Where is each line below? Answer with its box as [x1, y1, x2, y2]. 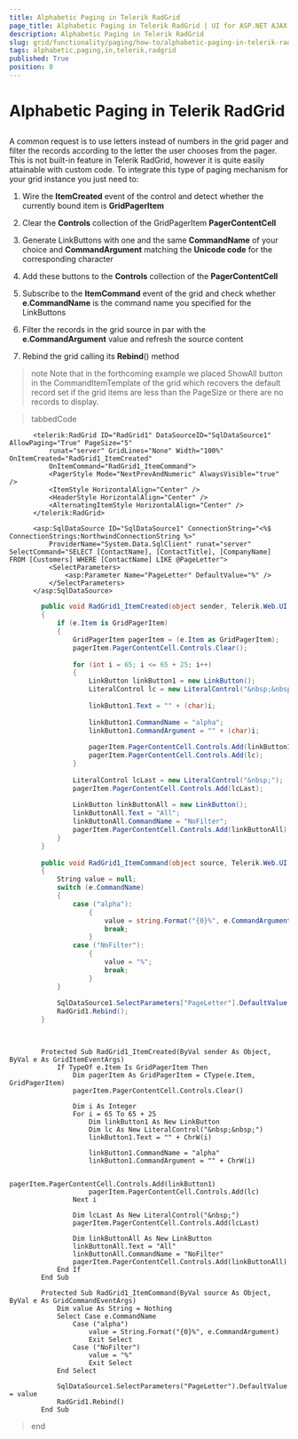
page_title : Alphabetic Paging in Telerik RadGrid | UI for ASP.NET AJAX [9, 21, 288, 30]
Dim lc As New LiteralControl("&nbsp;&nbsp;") [88, 1125, 264, 1134]
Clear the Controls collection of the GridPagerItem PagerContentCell [21, 218, 277, 228]
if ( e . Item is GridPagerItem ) [56, 619, 169, 628]
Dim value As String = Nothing [56, 1304, 173, 1313]
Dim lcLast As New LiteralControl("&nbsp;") [72, 1211, 240, 1219]
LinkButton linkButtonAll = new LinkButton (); [72, 801, 248, 810]
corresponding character [21, 254, 114, 265]
